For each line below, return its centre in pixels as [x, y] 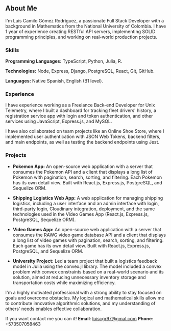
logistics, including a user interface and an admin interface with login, [86, 203]
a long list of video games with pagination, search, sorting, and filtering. [88, 240]
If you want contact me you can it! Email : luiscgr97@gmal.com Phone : [79, 318]
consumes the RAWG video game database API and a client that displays [89, 235]
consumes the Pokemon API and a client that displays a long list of [83, 172]
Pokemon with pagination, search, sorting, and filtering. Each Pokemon [87, 177]
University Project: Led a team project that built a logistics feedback [85, 261]
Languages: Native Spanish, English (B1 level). [54, 81]
